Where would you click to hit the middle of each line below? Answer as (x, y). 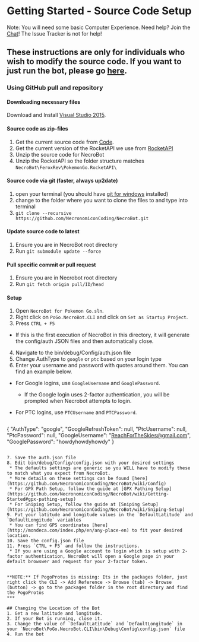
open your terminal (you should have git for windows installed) (92, 193)
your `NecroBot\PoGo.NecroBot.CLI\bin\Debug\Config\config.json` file (96, 629)
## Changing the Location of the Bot (53, 608)
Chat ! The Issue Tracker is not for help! (55, 33)
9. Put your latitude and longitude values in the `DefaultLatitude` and (100, 515)
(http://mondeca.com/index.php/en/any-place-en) (68, 530)
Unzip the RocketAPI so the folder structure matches (80, 161)
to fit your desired (157, 530)
